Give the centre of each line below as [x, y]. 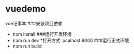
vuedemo [26, 9]
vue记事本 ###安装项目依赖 [34, 23]
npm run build [27, 46]
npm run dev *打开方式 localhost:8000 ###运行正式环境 [71, 40]
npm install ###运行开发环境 [42, 34]
